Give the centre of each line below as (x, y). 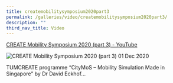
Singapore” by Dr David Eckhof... (46, 74)
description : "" (26, 22)
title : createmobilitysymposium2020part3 (58, 11)
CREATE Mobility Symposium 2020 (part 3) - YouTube (72, 45)
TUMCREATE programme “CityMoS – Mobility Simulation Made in (86, 68)
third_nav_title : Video (35, 28)
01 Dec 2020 (133, 56)
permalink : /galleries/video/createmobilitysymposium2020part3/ (87, 17)
